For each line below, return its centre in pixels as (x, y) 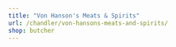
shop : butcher (32, 30)
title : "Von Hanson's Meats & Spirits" (74, 16)
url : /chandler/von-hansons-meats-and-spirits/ (88, 23)
